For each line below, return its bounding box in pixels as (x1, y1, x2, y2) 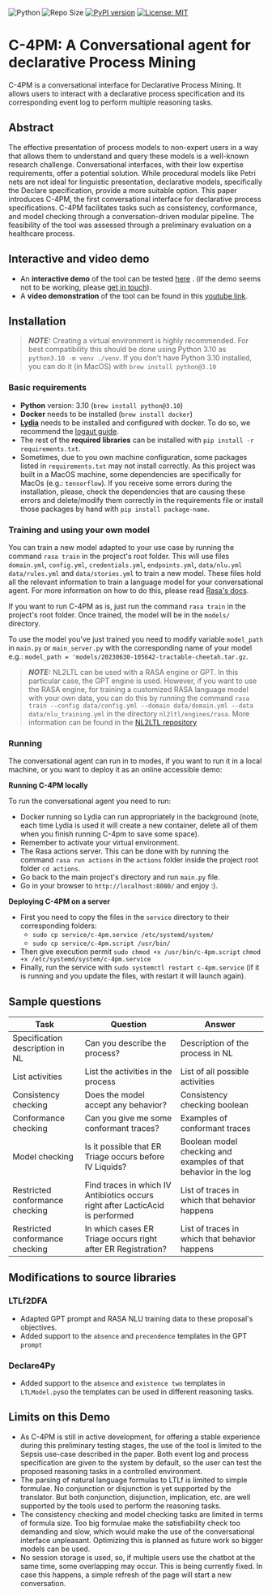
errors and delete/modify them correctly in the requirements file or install (19, 495, 264, 505)
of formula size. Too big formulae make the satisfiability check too (19, 1518, 241, 1528)
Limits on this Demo (8, 1410, 111, 1424)
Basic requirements (8, 382, 87, 393)
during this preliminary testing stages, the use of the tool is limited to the (19, 1440, 262, 1450)
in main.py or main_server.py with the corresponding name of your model (8, 643, 253, 652)
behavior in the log (180, 1167, 252, 1178)
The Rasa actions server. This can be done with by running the (19, 846, 229, 856)
